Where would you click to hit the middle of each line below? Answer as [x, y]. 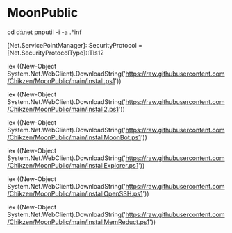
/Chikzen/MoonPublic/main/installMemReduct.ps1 [78, 222]
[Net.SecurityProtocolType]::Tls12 [56, 53]
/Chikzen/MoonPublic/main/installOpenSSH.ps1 [75, 193]
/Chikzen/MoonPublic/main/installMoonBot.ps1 [74, 137]
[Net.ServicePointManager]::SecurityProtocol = [75, 45]
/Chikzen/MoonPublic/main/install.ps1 [61, 80]
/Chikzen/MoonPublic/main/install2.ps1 [63, 109]
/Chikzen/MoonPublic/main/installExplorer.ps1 [73, 165]
